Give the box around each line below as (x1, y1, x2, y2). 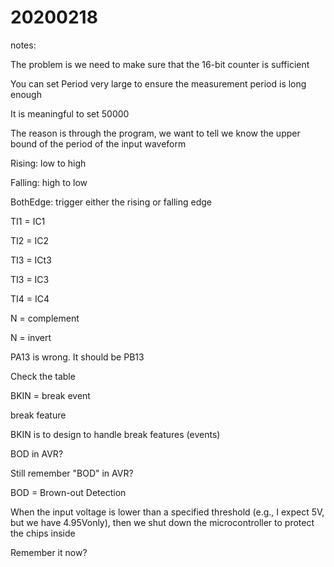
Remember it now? (10, 546, 88, 558)
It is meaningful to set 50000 (10, 107, 130, 120)
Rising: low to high (10, 157, 87, 169)
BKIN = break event (10, 389, 91, 401)
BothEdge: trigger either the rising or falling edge (10, 196, 213, 208)
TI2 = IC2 (10, 234, 49, 246)
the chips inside (10, 527, 76, 539)
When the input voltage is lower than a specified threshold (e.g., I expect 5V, (10, 506, 325, 518)
